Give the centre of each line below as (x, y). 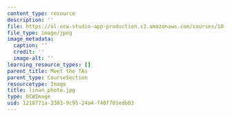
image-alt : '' (33, 58)
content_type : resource (41, 13)
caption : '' (31, 45)
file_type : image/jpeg (40, 33)
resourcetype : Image (37, 84)
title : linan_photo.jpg (41, 90)
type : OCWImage (29, 97)
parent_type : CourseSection (48, 77)
